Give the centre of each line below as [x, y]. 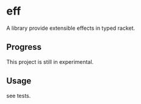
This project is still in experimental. [50, 61]
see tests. [19, 95]
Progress [24, 47]
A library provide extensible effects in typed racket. [71, 28]
